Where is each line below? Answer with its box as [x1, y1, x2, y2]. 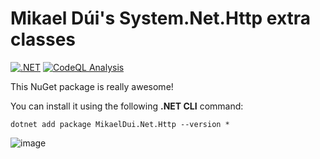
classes [10, 28, 77, 51]
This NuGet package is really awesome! [10, 80, 174, 92]
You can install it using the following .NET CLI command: [10, 100, 244, 112]
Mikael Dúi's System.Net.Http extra [10, 7, 312, 30]
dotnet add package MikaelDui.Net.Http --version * [10, 119, 230, 129]
